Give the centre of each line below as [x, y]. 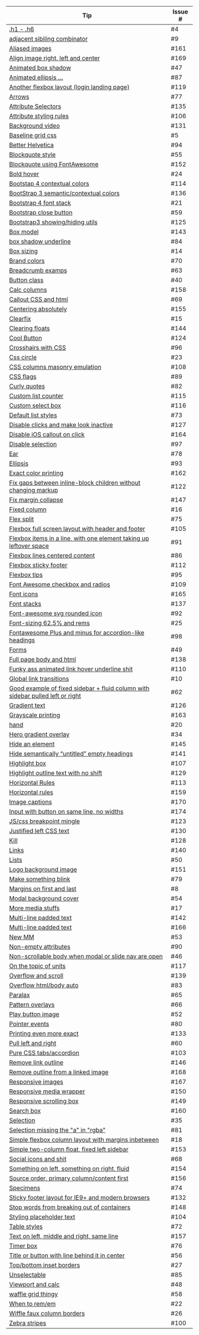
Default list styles [33, 415]
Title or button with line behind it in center [67, 1255]
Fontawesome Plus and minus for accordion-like [77, 633]
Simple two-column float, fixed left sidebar [69, 1149]
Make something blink [40, 879]
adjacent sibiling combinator [48, 39]
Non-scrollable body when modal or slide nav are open [86, 956]
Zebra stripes [28, 1323]
